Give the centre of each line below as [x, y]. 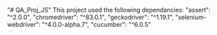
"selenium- [191, 17]
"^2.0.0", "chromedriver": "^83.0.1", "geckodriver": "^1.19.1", [91, 17]
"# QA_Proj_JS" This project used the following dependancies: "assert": [109, 10]
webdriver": [24, 24]
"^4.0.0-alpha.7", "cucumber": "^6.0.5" [96, 24]
